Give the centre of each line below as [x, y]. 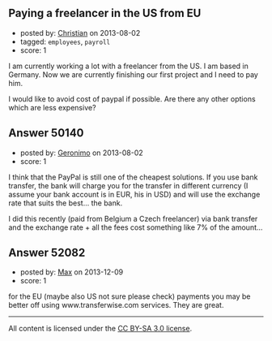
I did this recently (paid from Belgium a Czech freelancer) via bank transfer [133, 218]
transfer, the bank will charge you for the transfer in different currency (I [128, 185]
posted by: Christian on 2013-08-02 [80, 32]
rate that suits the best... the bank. [66, 203]
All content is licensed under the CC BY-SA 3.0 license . [100, 329]
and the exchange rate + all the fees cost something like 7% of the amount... [136, 227]
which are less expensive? [52, 107]
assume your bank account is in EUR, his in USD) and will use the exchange [134, 194]
